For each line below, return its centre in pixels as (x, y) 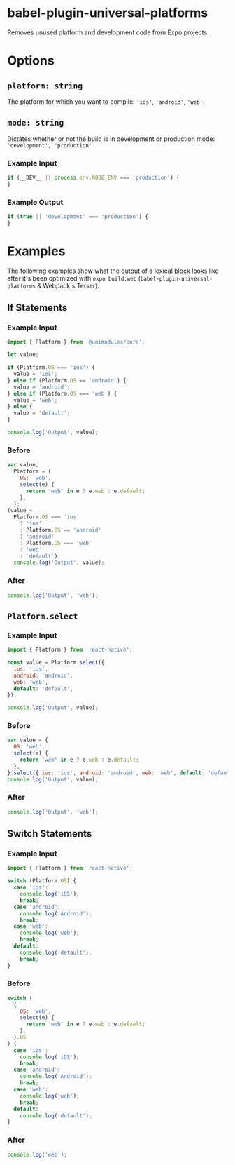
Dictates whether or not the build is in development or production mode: (111, 139)
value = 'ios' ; (36, 374)
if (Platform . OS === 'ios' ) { (51, 368)
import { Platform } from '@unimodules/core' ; (76, 342)
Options (31, 61)
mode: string (36, 123)
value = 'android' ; (42, 387)
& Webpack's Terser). (69, 285)
